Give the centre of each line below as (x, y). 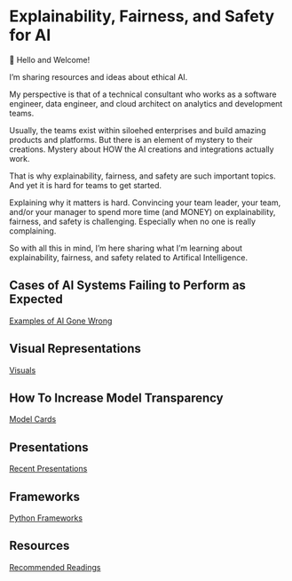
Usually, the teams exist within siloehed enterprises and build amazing (138, 130)
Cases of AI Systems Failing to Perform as (127, 286)
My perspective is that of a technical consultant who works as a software (143, 94)
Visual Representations (75, 349)
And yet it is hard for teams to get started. (86, 185)
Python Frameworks (46, 518)
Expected (36, 299)
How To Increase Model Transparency (116, 398)
